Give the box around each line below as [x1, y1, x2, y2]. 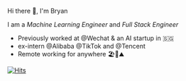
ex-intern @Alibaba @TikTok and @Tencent [17, 42, 146, 50]
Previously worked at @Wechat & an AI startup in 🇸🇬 [17, 34, 174, 42]
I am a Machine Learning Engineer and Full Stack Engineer [7, 20, 179, 28]
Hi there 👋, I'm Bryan [7, 7, 68, 15]
